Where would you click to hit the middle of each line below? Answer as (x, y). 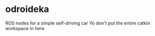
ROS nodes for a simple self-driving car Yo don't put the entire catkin (78, 23)
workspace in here (25, 28)
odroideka (27, 9)
